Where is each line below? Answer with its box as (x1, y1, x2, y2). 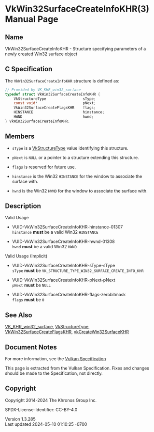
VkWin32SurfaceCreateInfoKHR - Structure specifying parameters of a (5, 46, 146, 51)
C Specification (5, 65, 53, 73)
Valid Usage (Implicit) (5, 253, 48, 259)
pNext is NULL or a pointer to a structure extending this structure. (12, 154, 139, 160)
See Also (5, 311, 32, 319)
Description (5, 202, 41, 210)
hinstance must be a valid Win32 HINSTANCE (12, 229, 99, 235)
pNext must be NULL (12, 282, 51, 288)
